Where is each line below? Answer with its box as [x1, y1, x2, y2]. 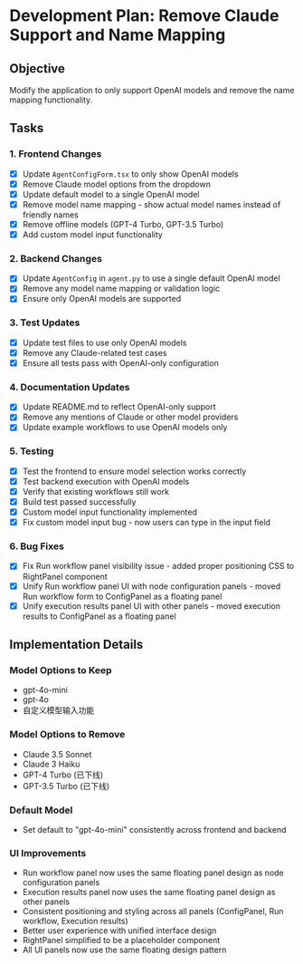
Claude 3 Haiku [22, 758, 80, 769]
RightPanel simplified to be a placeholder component [22, 935, 220, 946]
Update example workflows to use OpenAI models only [22, 422, 228, 433]
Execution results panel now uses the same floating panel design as [22, 887, 276, 898]
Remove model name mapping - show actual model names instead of [22, 198, 281, 209]
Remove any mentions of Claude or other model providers [22, 411, 239, 422]
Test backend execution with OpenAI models [22, 476, 190, 487]
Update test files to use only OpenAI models [22, 337, 187, 348]
